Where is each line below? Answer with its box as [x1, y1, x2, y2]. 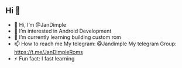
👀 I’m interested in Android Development [13, 27, 112, 34]
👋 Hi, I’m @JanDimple [13, 21, 67, 28]
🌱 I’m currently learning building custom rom [13, 33, 121, 41]
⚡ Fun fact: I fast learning [13, 55, 75, 62]
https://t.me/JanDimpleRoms [13, 48, 83, 55]
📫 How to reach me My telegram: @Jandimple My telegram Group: [13, 40, 177, 47]
